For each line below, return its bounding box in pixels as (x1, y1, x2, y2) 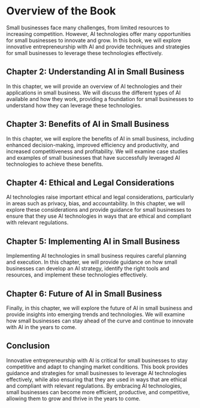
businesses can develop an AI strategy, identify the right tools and (6, 265, 169, 272)
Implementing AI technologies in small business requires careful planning (6, 252, 187, 260)
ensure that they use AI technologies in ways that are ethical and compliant (6, 212, 192, 220)
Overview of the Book (6, 4, 116, 18)
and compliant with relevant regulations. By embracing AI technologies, (6, 382, 182, 389)
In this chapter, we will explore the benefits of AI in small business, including (6, 135, 195, 142)
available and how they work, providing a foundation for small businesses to (6, 95, 193, 102)
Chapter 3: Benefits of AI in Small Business (6, 119, 169, 129)
